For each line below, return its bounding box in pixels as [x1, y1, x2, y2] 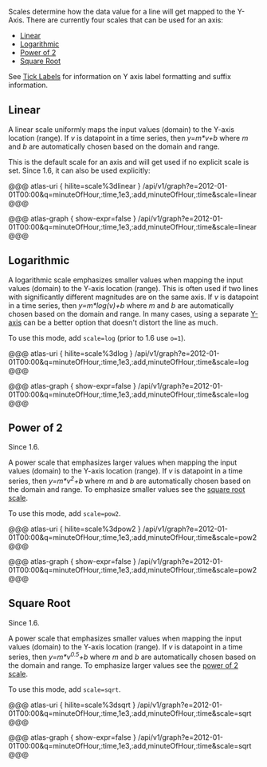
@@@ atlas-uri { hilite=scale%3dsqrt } [8, 700, 136, 709]
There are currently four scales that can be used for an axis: [26, 15, 223, 25]
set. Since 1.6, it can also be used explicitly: [8, 166, 151, 175]
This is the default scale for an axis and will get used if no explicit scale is [8, 157, 249, 166]
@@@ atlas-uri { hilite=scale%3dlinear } [8, 181, 141, 190]
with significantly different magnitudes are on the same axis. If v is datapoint [8, 292, 259, 302]
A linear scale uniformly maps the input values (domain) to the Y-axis [8, 124, 235, 134]
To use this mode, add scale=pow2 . [8, 509, 121, 518]
